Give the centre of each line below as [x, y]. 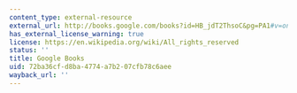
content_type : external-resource [71, 17]
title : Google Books [47, 58]
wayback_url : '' [39, 75]
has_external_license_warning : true [76, 34]
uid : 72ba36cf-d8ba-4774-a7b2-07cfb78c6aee [91, 67]
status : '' [29, 50]
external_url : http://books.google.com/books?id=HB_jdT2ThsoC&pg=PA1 [140, 26]
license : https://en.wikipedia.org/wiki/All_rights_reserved [124, 42]
